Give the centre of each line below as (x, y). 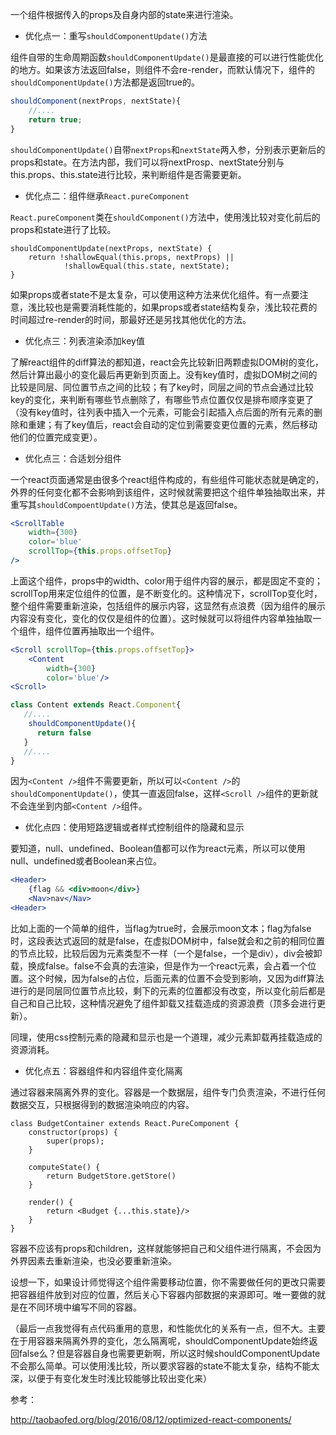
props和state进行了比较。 (63, 229)
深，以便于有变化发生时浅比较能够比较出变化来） (111, 1378)
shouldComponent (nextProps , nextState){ (96, 101)
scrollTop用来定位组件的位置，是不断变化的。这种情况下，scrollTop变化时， (166, 593)
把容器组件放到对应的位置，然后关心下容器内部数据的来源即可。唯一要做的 (163, 1294)
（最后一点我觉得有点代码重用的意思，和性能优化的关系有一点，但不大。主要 (168, 1328)
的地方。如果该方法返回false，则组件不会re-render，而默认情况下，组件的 (162, 69)
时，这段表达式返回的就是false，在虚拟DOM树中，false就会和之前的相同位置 (167, 940)
